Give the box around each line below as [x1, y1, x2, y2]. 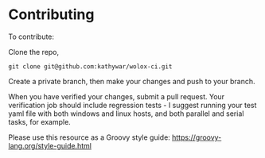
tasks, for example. [8, 117, 72, 126]
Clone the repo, [8, 47, 60, 56]
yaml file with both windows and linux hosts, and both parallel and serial [8, 109, 244, 118]
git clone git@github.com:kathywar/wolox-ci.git [8, 62, 173, 71]
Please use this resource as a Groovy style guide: [8, 133, 171, 142]
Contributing [8, 6, 95, 24]
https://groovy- [172, 133, 222, 142]
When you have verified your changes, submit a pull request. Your [8, 91, 225, 101]
